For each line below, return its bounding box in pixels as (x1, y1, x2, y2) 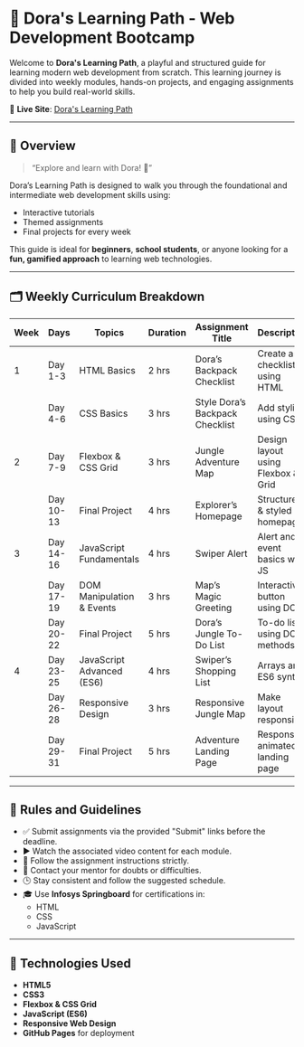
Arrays (257, 659, 286, 672)
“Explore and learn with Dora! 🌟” (31, 162, 152, 173)
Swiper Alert (195, 547, 248, 560)
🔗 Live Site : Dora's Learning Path (9, 103, 133, 114)
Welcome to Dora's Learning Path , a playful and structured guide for (9, 57, 266, 68)
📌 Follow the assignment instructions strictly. (22, 855, 190, 866)
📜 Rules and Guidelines (9, 802, 142, 817)
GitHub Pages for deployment (22, 1028, 135, 1039)
